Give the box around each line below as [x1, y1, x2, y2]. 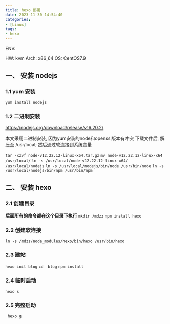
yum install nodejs [5, 100, 47, 105]
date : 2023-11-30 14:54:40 [5, 12, 63, 17]
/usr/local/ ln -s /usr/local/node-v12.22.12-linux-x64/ [5, 158, 129, 163]
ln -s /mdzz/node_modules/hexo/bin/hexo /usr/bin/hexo [5, 239, 125, 244]
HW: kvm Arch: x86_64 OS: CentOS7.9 [5, 55, 86, 61]
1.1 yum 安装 [5, 88, 36, 95]
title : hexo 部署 [5, 7, 41, 13]
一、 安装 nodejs [5, 71, 58, 80]
